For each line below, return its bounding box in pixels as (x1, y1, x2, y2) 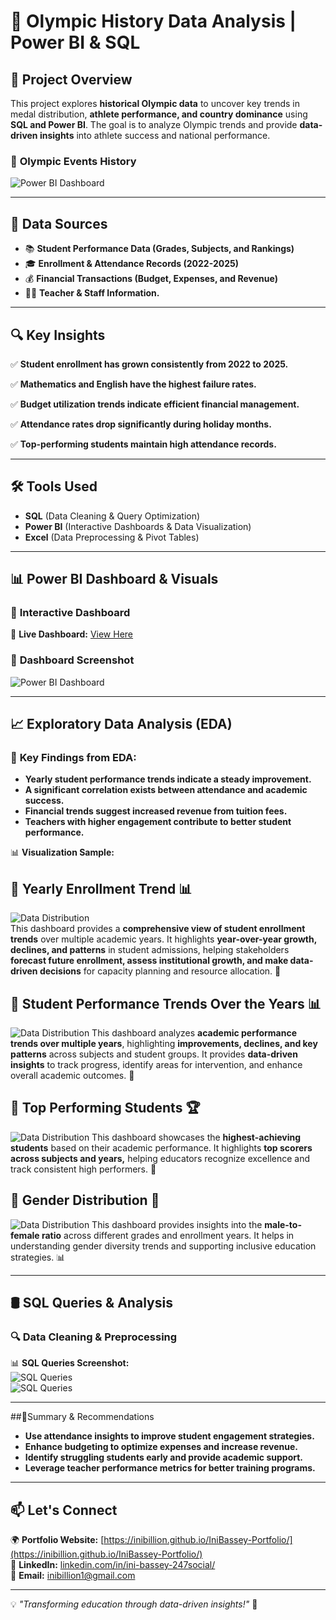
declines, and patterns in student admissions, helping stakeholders (10, 944, 290, 956)
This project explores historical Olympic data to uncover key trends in (10, 98, 300, 109)
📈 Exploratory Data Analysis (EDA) (10, 716, 233, 733)
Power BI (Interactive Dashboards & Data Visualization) (24, 520, 252, 532)
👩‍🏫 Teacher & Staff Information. (24, 287, 160, 299)
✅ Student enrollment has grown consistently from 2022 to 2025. (10, 358, 289, 370)
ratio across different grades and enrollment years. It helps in (41, 1229, 295, 1241)
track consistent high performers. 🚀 (10, 1163, 157, 1175)
